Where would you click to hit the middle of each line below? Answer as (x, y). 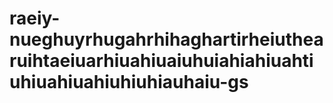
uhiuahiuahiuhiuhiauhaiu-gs (129, 82)
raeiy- (35, 18)
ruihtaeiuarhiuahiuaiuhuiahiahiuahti (161, 61)
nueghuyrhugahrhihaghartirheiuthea (166, 39)
